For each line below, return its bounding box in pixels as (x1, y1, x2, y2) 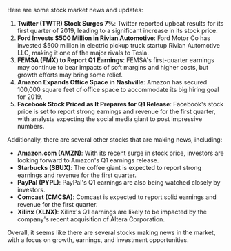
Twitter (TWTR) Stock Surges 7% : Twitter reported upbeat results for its (17, 19, 224, 27)
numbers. (17, 122, 45, 130)
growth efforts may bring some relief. (17, 71, 123, 79)
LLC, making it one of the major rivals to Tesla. (17, 48, 150, 57)
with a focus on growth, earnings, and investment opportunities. (7, 236, 189, 244)
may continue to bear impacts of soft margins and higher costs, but (17, 64, 209, 71)
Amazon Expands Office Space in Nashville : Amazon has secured (17, 78, 208, 86)
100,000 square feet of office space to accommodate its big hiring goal (17, 86, 219, 93)
